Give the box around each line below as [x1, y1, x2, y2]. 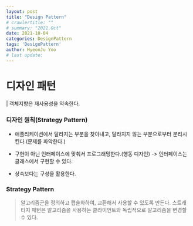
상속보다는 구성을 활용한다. [14, 170, 76, 177]
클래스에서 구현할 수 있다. [14, 157, 73, 164]
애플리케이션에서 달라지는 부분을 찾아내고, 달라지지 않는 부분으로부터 [14, 130, 172, 137]
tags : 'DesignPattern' [6, 42, 62, 48]
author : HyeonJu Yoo [6, 47, 57, 53]
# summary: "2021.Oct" [6, 25, 62, 31]
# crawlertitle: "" [6, 19, 54, 25]
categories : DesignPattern [6, 36, 72, 42]
